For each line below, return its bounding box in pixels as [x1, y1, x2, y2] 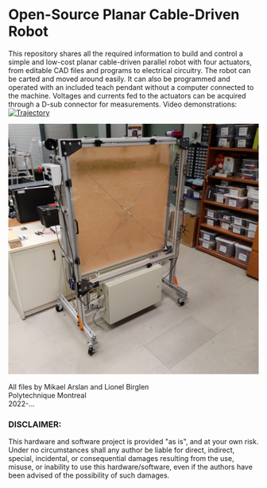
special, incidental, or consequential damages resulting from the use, [8, 454, 234, 463]
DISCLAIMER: [8, 419, 62, 430]
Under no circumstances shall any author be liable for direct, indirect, [8, 445, 235, 455]
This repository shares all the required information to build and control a [8, 48, 244, 58]
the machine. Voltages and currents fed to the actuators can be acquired [8, 91, 246, 100]
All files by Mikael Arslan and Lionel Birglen [8, 381, 149, 391]
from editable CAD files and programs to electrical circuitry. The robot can [8, 65, 251, 75]
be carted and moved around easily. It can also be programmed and [8, 74, 230, 83]
